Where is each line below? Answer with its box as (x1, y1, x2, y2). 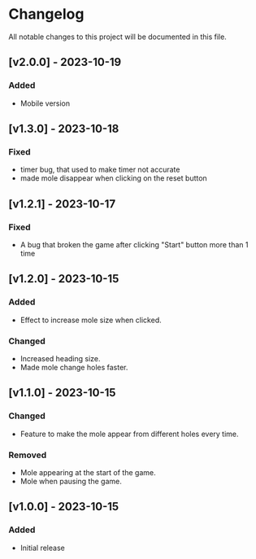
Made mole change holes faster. (20, 362, 128, 372)
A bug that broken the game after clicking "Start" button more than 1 (20, 240, 249, 249)
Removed (8, 449, 47, 461)
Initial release (20, 543, 65, 552)
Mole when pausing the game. (20, 476, 122, 486)
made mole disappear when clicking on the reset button (20, 173, 207, 183)
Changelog (8, 5, 85, 24)
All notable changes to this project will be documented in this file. (8, 32, 228, 41)
